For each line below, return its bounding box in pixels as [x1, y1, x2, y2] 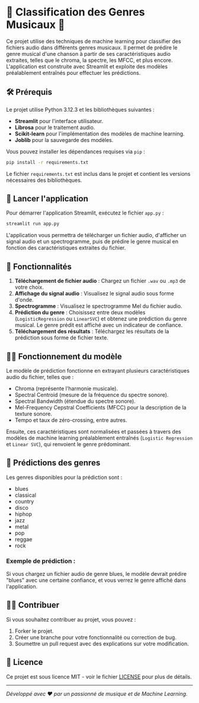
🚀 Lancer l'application [6, 194, 89, 204]
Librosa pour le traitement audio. [14, 124, 95, 131]
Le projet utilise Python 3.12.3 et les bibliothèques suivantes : [6, 106, 155, 113]
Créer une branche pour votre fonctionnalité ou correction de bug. [14, 633, 176, 641]
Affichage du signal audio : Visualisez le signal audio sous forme [14, 290, 175, 297]
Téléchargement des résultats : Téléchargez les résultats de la [14, 328, 169, 335]
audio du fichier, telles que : [6, 373, 74, 380]
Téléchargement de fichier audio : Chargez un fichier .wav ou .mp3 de [14, 278, 186, 285]
